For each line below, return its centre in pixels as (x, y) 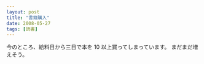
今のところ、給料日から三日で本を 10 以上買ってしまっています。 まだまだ (100, 47)
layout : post (23, 12)
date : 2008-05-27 (29, 23)
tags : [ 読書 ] (22, 29)
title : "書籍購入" (28, 18)
